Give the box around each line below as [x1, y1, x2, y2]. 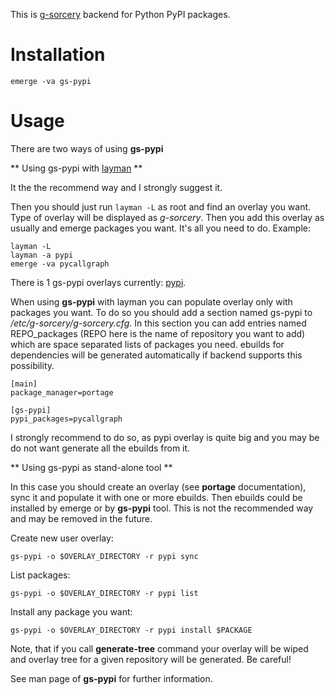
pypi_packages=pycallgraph [10, 414, 123, 424]
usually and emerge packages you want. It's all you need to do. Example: [10, 222, 311, 234]
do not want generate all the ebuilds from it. [10, 442, 191, 454]
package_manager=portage [10, 387, 114, 398]
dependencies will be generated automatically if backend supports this [10, 349, 303, 361]
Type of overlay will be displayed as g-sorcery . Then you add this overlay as [10, 211, 325, 223]
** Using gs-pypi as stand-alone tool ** [10, 461, 173, 473]
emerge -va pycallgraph [10, 259, 110, 269]
